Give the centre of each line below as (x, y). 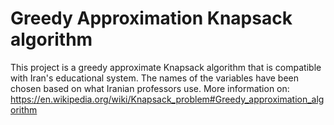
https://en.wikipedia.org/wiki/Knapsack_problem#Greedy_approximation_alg (167, 99)
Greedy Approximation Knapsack (151, 18)
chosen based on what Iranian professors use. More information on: (150, 88)
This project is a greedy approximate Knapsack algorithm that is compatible (166, 67)
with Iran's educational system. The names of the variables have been (154, 78)
